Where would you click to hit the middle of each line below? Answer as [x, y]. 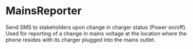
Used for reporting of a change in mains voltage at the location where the [96, 33]
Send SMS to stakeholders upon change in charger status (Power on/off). [96, 27]
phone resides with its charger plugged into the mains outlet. [81, 40]
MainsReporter [44, 11]
